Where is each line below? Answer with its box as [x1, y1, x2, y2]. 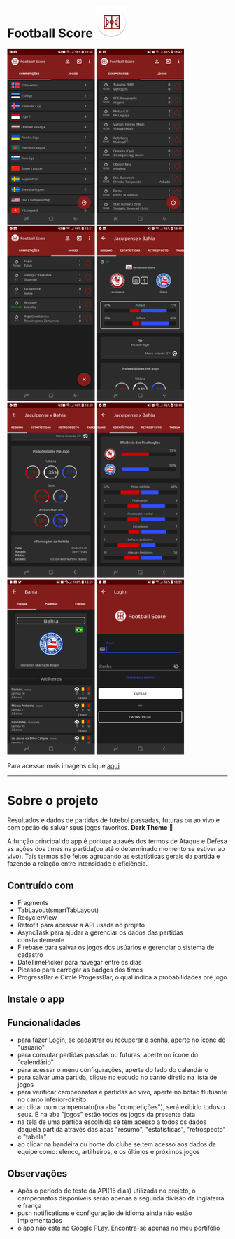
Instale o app [7, 993, 65, 1005]
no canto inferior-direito [17, 1095, 86, 1104]
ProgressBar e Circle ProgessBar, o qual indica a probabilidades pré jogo [17, 972, 227, 981]
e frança [17, 1201, 42, 1210]
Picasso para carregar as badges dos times [17, 965, 143, 974]
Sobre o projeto [7, 793, 99, 809]
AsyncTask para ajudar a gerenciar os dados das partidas [17, 928, 184, 937]
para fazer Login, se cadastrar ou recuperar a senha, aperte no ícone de [17, 1036, 226, 1044]
